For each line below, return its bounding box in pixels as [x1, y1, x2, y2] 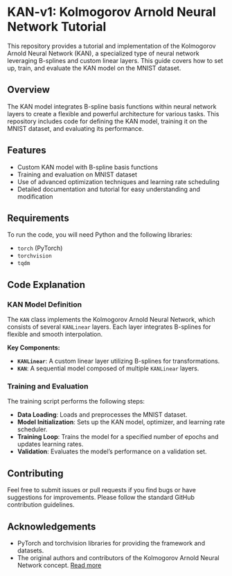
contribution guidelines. [7, 501, 75, 509]
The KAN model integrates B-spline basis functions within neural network [7, 102, 217, 111]
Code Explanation [7, 278, 85, 291]
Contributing [7, 467, 64, 479]
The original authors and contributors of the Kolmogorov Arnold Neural [17, 553, 220, 561]
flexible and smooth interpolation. [7, 330, 103, 339]
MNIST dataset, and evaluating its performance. [7, 124, 144, 132]
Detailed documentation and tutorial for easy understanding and [17, 185, 201, 193]
